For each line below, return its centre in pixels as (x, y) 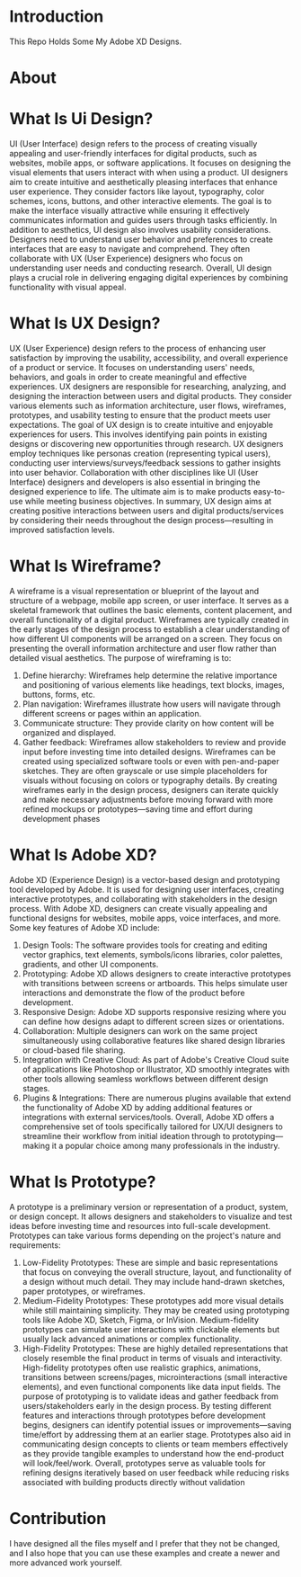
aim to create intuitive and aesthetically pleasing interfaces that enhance (144, 183)
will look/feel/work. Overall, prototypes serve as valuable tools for (144, 1463)
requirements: (35, 1245)
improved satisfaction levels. (62, 530)
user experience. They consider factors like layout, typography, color (137, 192)
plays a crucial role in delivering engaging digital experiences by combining (149, 278)
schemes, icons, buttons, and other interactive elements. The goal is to (141, 201)
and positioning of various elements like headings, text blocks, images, (153, 684)
